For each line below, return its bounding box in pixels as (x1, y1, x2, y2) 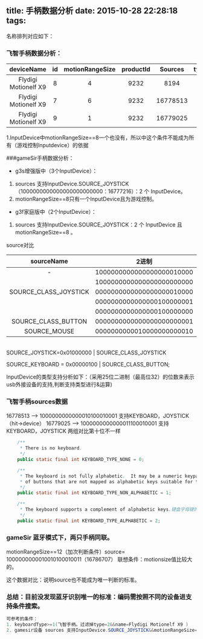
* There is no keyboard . (19, 445, 83, 451)
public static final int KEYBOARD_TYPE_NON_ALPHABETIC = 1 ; (17, 490, 172, 496)
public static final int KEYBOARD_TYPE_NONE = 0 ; (17, 457, 145, 463)
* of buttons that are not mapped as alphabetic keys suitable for (19, 478, 193, 485)
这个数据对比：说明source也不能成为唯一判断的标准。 (6, 576, 140, 583)
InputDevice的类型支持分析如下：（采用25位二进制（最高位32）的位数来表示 (6, 373, 195, 380)
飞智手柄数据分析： (6, 49, 62, 58)
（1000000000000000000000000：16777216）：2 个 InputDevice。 (14, 188, 186, 195)
